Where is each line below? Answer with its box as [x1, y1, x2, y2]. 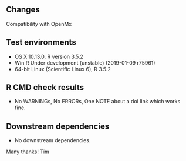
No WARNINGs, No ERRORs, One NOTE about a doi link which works [14, 98, 181, 105]
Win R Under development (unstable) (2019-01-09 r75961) [14, 59, 155, 66]
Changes [6, 5, 40, 15]
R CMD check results [6, 82, 84, 93]
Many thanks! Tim [6, 148, 50, 155]
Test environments [6, 38, 76, 48]
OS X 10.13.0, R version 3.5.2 [14, 53, 84, 60]
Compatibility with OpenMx [6, 20, 72, 27]
